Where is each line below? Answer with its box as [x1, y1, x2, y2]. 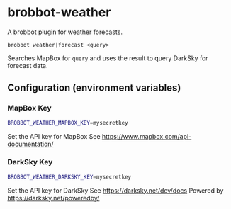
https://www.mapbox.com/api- [101, 132, 192, 140]
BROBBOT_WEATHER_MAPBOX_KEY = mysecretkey [7, 119, 129, 126]
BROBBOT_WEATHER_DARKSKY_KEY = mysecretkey [7, 173, 132, 181]
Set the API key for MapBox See [7, 132, 101, 140]
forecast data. [7, 61, 48, 69]
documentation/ [7, 140, 55, 148]
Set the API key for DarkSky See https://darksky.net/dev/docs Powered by [7, 186, 224, 195]
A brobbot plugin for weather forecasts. [7, 28, 123, 36]
